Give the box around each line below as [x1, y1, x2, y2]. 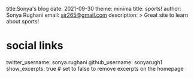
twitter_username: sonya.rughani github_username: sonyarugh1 [6, 58, 163, 65]
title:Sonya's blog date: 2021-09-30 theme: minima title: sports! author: [6, 5, 181, 12]
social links [6, 39, 63, 53]
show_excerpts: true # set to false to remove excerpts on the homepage [6, 65, 184, 72]
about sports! [6, 18, 40, 25]
